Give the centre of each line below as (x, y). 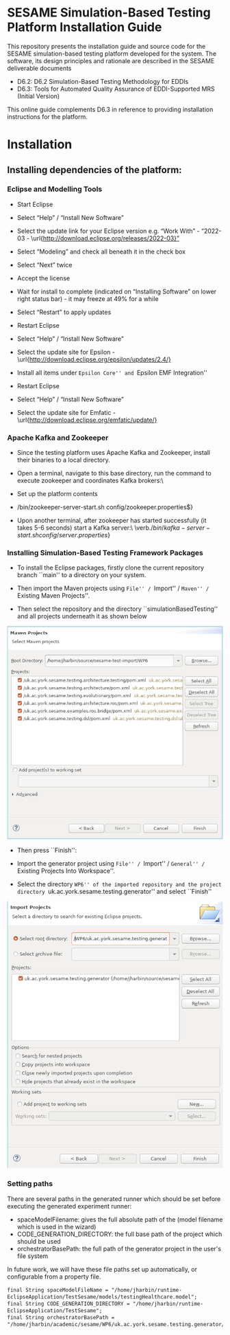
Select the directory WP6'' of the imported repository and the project (119, 884)
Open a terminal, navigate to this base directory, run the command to (114, 473)
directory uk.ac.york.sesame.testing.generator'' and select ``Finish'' (114, 892)
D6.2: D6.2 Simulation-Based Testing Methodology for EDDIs (103, 81)
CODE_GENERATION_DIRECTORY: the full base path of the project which (119, 1234)
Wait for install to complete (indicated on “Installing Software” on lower (117, 291)
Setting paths (30, 1184)
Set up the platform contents (57, 494)
